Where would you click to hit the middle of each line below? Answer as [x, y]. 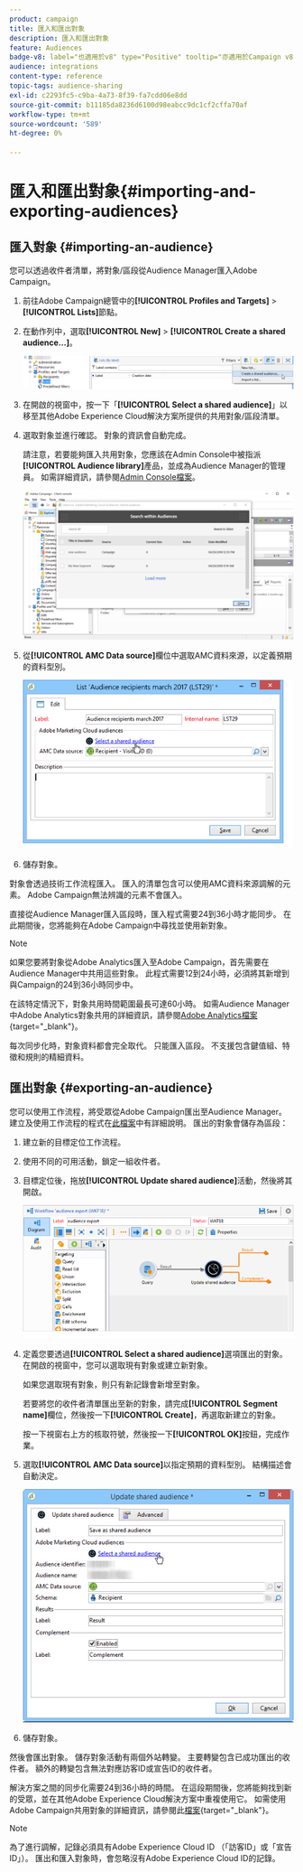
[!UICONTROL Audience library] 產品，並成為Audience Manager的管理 [154, 465]
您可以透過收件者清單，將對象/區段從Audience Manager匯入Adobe [133, 270]
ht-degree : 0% [36, 134]
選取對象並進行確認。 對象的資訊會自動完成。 [106, 435]
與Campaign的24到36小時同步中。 [73, 984]
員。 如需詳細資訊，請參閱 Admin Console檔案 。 [111, 477]
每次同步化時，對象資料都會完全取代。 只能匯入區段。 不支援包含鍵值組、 [146, 1045]
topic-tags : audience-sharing [66, 86]
